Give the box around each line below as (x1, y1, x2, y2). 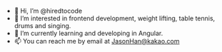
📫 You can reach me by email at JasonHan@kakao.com (14, 37, 180, 45)
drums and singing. (14, 22, 71, 30)
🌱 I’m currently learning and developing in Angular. (14, 29, 163, 37)
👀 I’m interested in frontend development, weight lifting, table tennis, (14, 14, 216, 22)
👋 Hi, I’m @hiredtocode (14, 7, 83, 15)
